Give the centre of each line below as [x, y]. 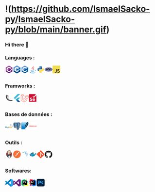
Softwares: [18, 171]
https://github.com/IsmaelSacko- [81, 9]
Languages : [20, 58]
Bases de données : [29, 114]
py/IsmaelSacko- [40, 19]
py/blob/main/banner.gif [56, 30]
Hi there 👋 [17, 45]
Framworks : [20, 86]
